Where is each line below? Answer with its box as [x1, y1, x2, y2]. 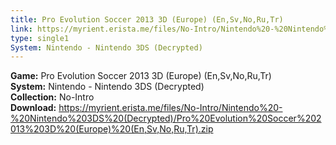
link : [10, 24, 33, 34]
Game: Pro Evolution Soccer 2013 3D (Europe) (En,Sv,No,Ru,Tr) [10, 70, 272, 82]
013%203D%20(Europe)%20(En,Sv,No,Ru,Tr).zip [10, 123, 214, 135]
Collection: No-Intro [10, 91, 95, 103]
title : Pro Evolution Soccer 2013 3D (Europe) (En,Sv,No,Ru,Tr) [10, 14, 284, 25]
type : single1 [10, 33, 70, 43]
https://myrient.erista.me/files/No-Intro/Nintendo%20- [58, 102, 283, 114]
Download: [10, 102, 57, 114]
